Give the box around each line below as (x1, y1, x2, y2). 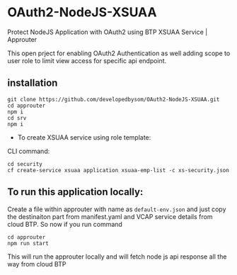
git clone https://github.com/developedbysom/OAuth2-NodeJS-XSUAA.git (7, 96, 220, 103)
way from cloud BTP (7, 259, 67, 268)
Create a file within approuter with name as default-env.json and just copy (7, 205, 226, 213)
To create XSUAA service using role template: (17, 133, 151, 142)
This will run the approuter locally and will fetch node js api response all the (7, 252, 227, 261)
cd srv (7, 114, 27, 121)
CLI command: (7, 147, 50, 155)
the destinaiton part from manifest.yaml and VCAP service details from (7, 212, 213, 220)
